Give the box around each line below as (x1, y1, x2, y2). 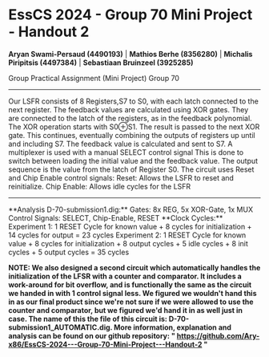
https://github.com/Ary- (176, 331, 260, 340)
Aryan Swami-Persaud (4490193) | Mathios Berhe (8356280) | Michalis (8, 49, 253, 59)
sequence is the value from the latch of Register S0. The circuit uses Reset (8, 164, 255, 174)
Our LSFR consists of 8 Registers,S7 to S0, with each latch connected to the (8, 96, 259, 106)
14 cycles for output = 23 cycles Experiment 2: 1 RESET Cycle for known (8, 230, 247, 240)
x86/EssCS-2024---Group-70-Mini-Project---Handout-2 (8, 339, 203, 349)
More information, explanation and (113, 323, 232, 332)
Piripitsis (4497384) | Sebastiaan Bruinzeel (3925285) (8, 58, 194, 67)
